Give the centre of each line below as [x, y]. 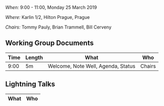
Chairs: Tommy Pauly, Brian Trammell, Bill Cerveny [59, 27]
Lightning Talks [30, 84]
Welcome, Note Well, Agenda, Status [92, 66]
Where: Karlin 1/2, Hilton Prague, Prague [48, 17]
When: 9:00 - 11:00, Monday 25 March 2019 [51, 7]
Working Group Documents [50, 43]
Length [34, 57]
